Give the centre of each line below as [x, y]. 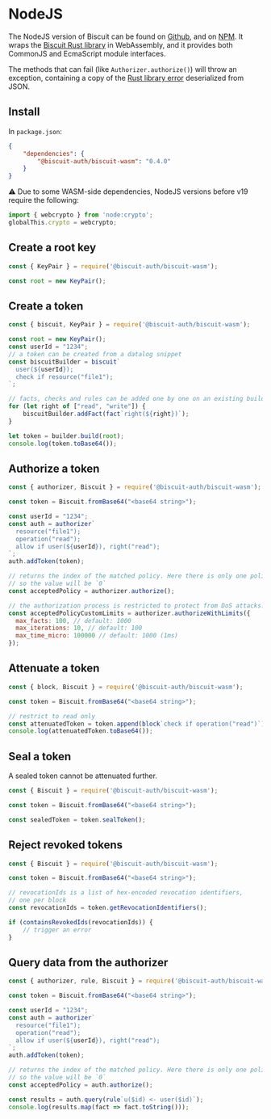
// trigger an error [57, 930]
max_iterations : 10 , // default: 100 [79, 628]
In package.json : [35, 131]
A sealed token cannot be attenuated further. [83, 776]
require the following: [44, 200]
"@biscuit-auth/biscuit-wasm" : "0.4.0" [104, 161]
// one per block [38, 900]
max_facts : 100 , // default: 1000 [73, 620]
